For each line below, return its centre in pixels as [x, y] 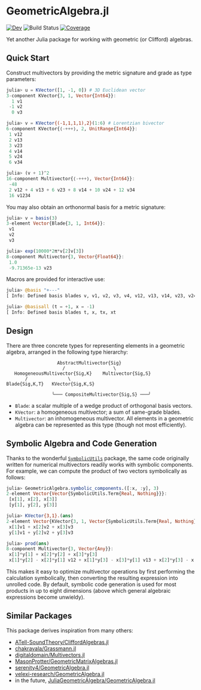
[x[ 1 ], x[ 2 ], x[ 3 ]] [33, 500]
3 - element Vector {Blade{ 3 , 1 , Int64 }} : [56, 223]
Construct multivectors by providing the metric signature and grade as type [99, 73]
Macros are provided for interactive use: [56, 279]
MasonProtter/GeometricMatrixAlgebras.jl [66, 661]
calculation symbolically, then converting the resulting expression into [92, 578]
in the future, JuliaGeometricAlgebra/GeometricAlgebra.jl [85, 680]
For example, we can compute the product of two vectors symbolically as [97, 471]
